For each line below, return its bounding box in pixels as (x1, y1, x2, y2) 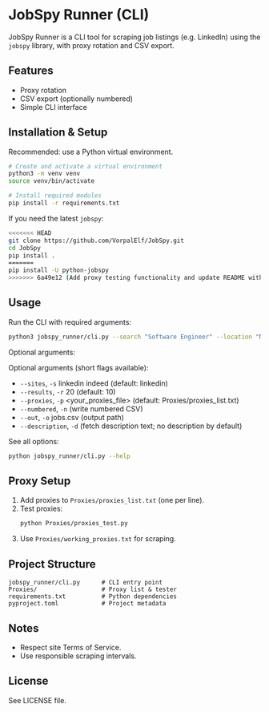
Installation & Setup (8, 126, 108, 140)
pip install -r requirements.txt (8, 199, 120, 208)
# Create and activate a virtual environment (8, 162, 163, 170)
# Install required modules (8, 192, 102, 200)
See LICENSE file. (8, 695, 66, 705)
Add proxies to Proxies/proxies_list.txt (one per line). (19, 496, 205, 505)
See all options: (8, 436, 59, 446)
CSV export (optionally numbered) (19, 94, 134, 103)
